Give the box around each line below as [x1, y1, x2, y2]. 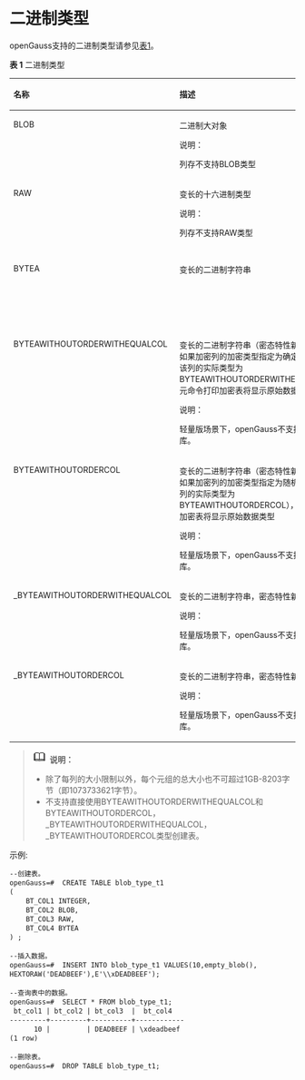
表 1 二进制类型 [9, 59, 65, 70]
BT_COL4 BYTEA [25, 923, 79, 933]
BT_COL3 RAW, [25, 914, 75, 924]
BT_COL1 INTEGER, [25, 896, 92, 906]
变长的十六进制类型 [179, 188, 251, 200]
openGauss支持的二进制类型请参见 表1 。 [9, 40, 159, 51]
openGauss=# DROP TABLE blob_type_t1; [9, 1061, 161, 1071]
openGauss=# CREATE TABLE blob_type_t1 [9, 878, 165, 888]
